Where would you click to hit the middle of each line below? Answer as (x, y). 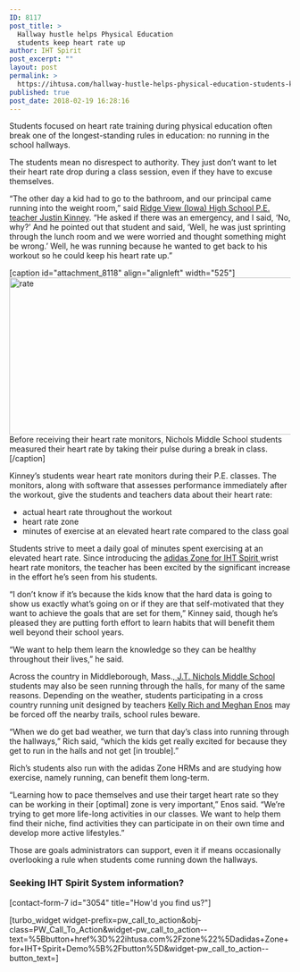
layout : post (33, 68)
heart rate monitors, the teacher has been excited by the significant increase (150, 568)
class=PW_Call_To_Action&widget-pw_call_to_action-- (108, 929)
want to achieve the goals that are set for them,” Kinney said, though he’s (144, 613)
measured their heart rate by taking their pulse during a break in (127, 449)
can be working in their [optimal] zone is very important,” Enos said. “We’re (147, 805)
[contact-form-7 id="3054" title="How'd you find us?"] (110, 902)
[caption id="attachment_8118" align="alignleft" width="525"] (122, 273)
